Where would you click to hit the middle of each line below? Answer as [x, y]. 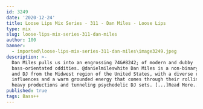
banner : [16, 46]
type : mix [19, 29]
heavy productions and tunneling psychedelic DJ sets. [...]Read [96, 85]
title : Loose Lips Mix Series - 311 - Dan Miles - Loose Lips [86, 23]
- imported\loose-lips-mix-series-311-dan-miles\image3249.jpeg [94, 51]
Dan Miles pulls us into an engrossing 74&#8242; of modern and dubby [102, 62]
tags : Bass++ [23, 96]
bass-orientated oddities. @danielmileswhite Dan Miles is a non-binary [105, 68]
